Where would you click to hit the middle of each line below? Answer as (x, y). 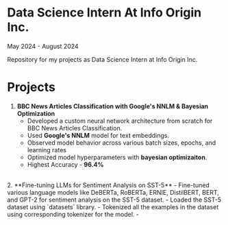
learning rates (47, 150)
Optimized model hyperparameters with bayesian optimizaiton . (117, 157)
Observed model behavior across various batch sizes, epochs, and (122, 143)
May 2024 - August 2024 (43, 46)
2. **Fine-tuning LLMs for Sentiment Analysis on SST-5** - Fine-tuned (109, 185)
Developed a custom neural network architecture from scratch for (120, 121)
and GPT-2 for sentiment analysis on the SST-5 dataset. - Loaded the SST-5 (114, 200)
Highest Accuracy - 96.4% (65, 164)
